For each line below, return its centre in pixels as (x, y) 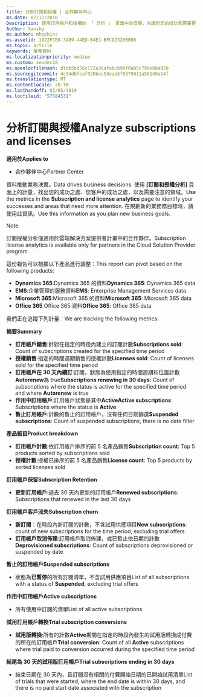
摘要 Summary (24, 331)
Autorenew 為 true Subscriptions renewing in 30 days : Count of (95, 380)
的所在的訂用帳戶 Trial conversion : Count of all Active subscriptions (99, 642)
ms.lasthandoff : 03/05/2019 (42, 91)
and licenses (39, 141)
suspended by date (39, 551)
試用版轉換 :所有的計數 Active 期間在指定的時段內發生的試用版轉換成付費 (103, 635)
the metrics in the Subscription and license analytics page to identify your (100, 199)
